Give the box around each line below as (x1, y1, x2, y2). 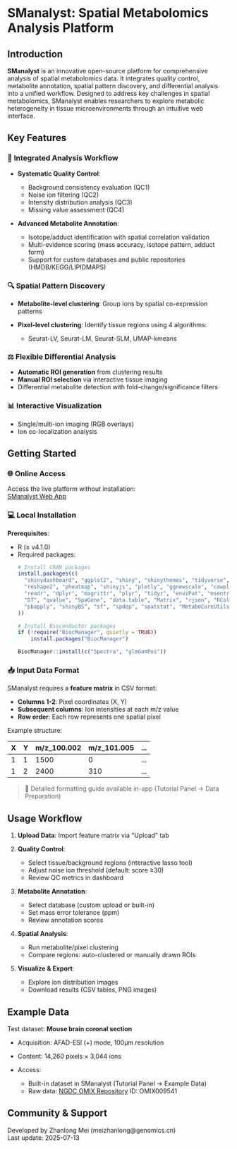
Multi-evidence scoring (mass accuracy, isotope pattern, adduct (28, 240, 215, 248)
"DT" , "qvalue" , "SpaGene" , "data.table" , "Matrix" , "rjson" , (24, 596, 211, 604)
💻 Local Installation (7, 510, 77, 520)
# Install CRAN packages (17, 564, 91, 571)
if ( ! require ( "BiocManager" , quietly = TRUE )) (17, 629, 157, 636)
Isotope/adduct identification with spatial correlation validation (28, 233, 210, 241)
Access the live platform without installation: (7, 485, 136, 493)
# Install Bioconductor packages (17, 622, 116, 629)
